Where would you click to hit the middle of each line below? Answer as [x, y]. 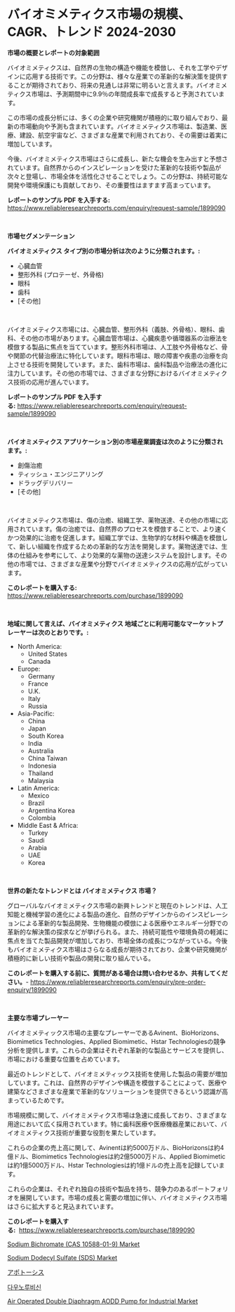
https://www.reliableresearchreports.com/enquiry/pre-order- [118, 982]
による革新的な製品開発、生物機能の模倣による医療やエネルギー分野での [124, 923]
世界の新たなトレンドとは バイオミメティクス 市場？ [82, 890]
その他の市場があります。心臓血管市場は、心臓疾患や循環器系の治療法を [123, 338]
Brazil [36, 803]
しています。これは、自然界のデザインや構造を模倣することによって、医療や [117, 1083]
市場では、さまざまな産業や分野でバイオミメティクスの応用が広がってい [123, 564]
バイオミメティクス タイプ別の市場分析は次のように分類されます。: [104, 250]
